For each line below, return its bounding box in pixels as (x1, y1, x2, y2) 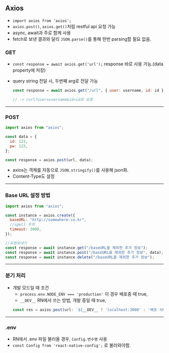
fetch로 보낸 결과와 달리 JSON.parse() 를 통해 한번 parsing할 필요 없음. (12, 36, 152, 42)
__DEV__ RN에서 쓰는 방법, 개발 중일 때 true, (20, 297, 107, 303)
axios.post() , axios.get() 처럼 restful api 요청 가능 (12, 23, 116, 29)
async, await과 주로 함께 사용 (12, 30, 71, 36)
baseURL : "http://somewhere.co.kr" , (10, 218, 87, 223)
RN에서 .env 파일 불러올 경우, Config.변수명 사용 (12, 336, 107, 342)
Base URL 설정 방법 (5, 192, 51, 199)
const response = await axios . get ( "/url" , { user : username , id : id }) (12, 88, 166, 93)
